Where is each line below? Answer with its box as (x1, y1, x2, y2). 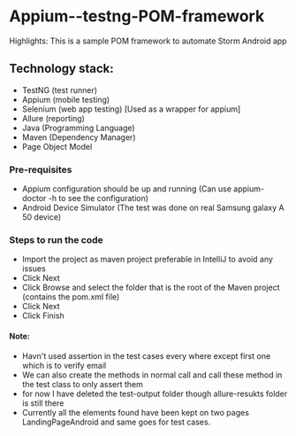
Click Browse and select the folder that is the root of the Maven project (21, 282, 280, 293)
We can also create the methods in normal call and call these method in (21, 370, 283, 380)
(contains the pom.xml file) (21, 292, 120, 302)
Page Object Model (21, 141, 93, 152)
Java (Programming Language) (21, 122, 135, 133)
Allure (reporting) (21, 113, 86, 123)
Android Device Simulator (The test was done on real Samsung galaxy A (21, 202, 285, 214)
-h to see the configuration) (48, 193, 148, 204)
